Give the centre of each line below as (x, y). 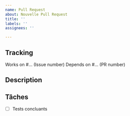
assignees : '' (20, 28)
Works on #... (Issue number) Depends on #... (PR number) (65, 64)
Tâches (17, 97)
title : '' (15, 19)
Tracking (19, 53)
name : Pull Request (25, 10)
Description (24, 80)
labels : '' (16, 24)
